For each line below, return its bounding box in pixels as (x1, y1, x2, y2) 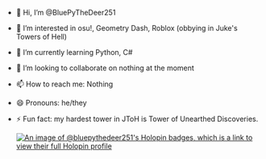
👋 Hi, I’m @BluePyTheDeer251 (15, 8, 116, 17)
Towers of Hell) (15, 32, 67, 41)
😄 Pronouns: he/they (15, 98, 87, 107)
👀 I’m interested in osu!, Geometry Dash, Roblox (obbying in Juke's (15, 23, 238, 32)
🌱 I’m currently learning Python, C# (15, 48, 133, 56)
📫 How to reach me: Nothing (15, 79, 114, 89)
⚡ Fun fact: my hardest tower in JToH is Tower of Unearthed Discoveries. (15, 114, 259, 123)
